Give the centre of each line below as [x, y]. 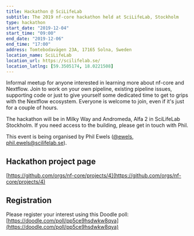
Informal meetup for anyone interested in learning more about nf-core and [95, 83]
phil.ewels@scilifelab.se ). [37, 143]
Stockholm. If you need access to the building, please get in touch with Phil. [97, 125]
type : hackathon [26, 22]
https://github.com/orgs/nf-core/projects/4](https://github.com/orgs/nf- [95, 176]
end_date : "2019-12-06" [35, 39]
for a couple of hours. [32, 108]
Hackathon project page [51, 161]
